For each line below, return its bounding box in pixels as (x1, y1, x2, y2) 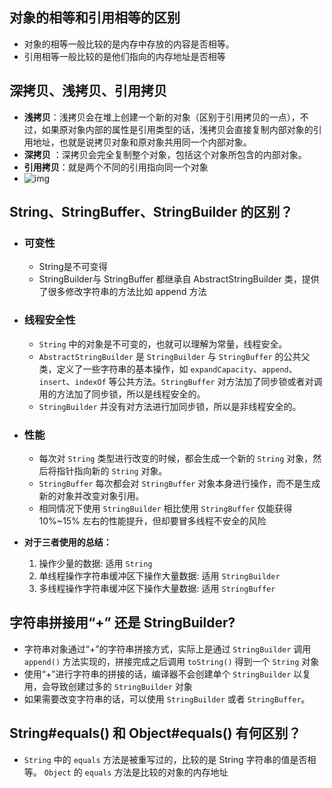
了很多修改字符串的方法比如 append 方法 (38, 286, 207, 298)
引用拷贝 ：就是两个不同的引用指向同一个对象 (23, 161, 209, 173)
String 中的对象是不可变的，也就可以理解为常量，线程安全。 (38, 338, 288, 350)
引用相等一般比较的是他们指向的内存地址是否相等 (23, 50, 226, 62)
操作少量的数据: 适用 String (38, 557, 153, 569)
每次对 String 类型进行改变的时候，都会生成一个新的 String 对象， (38, 452, 314, 464)
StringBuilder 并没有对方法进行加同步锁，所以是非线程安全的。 (38, 400, 302, 412)
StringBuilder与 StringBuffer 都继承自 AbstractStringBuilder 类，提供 (38, 273, 320, 285)
